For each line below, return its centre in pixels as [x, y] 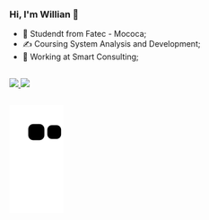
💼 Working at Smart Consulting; [80, 57]
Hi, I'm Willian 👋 [44, 14]
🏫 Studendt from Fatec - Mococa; [84, 34]
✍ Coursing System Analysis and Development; [111, 44]
